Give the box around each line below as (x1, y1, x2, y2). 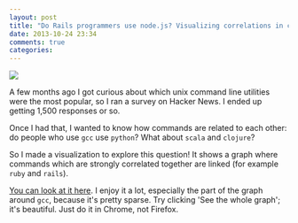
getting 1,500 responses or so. (9, 105, 121, 116)
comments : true (9, 37, 66, 47)
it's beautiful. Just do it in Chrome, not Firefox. (9, 204, 179, 215)
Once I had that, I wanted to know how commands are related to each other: (9, 123, 287, 134)
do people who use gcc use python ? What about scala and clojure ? (9, 132, 255, 142)
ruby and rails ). (9, 168, 69, 179)
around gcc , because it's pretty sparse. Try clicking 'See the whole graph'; (9, 195, 281, 205)
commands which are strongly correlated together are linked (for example (9, 158, 279, 169)
